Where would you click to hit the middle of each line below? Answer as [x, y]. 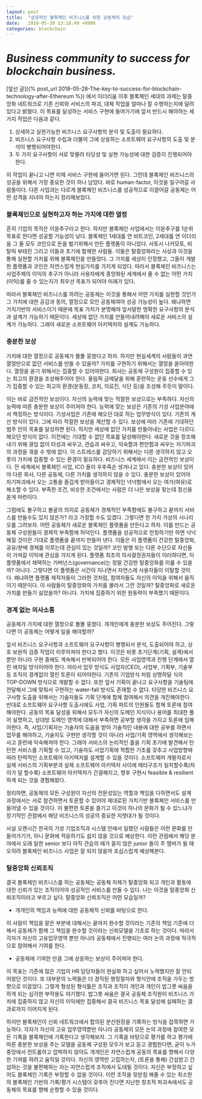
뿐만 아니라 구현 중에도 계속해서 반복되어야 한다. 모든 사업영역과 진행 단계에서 [97, 660]
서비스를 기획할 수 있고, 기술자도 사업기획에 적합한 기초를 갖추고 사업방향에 [105, 750]
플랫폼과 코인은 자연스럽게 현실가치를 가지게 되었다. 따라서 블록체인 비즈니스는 [104, 267]
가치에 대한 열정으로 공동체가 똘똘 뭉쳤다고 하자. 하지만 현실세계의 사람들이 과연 [99, 356]
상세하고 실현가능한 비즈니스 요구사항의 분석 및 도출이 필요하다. [89, 132]
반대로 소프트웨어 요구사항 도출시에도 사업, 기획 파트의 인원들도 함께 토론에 [94, 705]
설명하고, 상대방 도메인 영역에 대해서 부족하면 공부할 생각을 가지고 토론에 [98, 720]
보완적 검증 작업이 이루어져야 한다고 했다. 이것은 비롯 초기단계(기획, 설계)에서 [103, 652]
